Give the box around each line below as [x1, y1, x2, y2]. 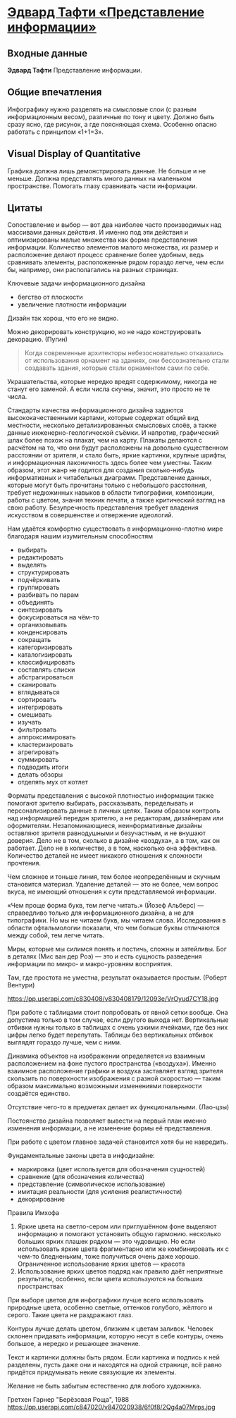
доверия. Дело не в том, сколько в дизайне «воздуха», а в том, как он [7, 837, 221, 845]
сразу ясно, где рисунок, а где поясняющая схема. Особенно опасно [7, 120, 217, 128]
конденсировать [17, 628, 68, 636]
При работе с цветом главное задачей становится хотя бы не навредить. [7, 1138, 228, 1146]
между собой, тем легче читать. [7, 931, 105, 939]
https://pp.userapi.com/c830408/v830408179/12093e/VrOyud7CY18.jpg [7, 994, 219, 1003]
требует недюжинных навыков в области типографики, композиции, [7, 488, 215, 497]
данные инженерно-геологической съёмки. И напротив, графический [7, 429, 220, 437]
